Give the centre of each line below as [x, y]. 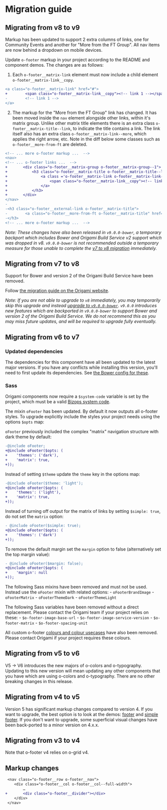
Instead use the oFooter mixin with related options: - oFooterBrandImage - [80, 592]
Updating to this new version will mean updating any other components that [83, 671]
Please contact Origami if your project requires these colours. [68, 638]
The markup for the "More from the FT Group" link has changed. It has [84, 113]
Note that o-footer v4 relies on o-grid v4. [47, 752]
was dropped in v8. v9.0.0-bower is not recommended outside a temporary [82, 243]
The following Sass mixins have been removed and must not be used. [76, 587]
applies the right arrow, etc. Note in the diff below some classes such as [86, 139]
